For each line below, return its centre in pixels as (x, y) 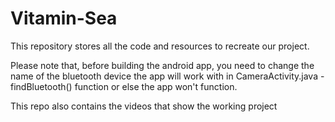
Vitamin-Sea (64, 18)
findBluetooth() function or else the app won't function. (124, 86)
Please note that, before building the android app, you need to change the (162, 65)
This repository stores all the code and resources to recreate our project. (160, 46)
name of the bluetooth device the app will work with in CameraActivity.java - (167, 76)
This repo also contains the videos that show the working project (144, 106)
